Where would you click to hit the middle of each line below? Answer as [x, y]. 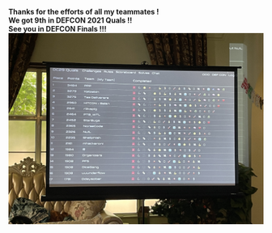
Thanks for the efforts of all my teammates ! [84, 12]
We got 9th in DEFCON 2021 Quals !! [70, 20]
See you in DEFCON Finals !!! [57, 29]
